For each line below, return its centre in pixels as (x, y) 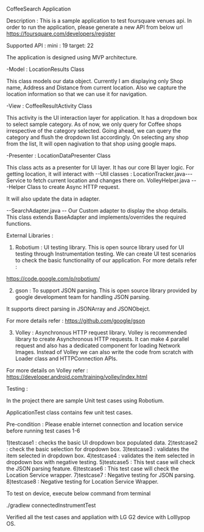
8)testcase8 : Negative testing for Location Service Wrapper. (83, 482)
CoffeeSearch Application (39, 9)
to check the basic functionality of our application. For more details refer (106, 260)
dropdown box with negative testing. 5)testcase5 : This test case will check (101, 462)
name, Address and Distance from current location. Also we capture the (97, 87)
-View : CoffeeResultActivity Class (49, 106)
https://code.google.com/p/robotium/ (53, 279)
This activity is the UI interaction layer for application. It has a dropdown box (102, 118)
